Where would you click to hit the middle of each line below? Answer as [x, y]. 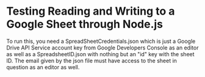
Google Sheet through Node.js [85, 24]
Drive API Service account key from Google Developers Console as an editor [103, 48]
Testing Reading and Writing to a [91, 11]
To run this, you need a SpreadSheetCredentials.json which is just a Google [101, 41]
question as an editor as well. [43, 67]
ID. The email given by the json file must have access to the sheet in [92, 61]
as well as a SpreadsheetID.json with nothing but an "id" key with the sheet [100, 54]
